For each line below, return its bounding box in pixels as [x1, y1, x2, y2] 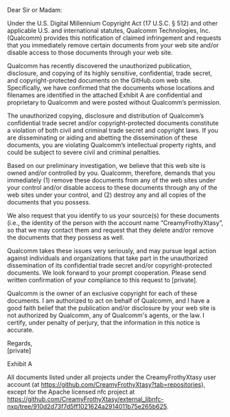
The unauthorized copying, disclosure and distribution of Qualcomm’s [7, 111, 205, 120]
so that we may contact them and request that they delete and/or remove [7, 226, 214, 234]
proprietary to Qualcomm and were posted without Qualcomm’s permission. [7, 98, 222, 106]
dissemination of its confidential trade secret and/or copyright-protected [7, 261, 213, 269]
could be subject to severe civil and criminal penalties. [7, 148, 161, 156]
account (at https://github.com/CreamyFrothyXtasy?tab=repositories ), [7, 381, 206, 388]
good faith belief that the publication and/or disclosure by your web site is [7, 304, 216, 312]
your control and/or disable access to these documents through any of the [7, 184, 218, 191]
